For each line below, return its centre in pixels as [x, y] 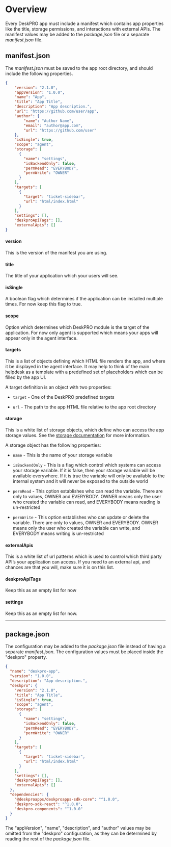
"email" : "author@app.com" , [53, 125]
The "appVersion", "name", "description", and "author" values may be [78, 828]
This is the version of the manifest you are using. [56, 252]
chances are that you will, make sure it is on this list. [60, 568]
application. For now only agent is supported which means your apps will [82, 332]
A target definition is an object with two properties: [59, 387]
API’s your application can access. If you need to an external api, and [78, 562]
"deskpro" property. [26, 657]
